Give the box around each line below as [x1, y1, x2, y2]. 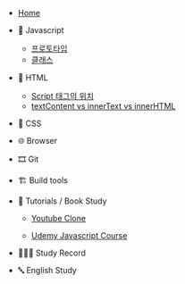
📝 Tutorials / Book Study [17, 196, 107, 206]
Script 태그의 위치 [30, 91, 94, 101]
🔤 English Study [17, 265, 78, 275]
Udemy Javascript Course [30, 230, 128, 240]
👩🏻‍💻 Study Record [17, 247, 87, 258]
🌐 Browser [17, 136, 58, 146]
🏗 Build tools [17, 175, 69, 186]
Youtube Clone [30, 213, 87, 223]
